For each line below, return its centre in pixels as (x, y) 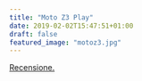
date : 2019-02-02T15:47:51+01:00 (71, 26)
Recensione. (32, 68)
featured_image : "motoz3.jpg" (66, 42)
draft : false (33, 34)
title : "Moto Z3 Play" (51, 17)
